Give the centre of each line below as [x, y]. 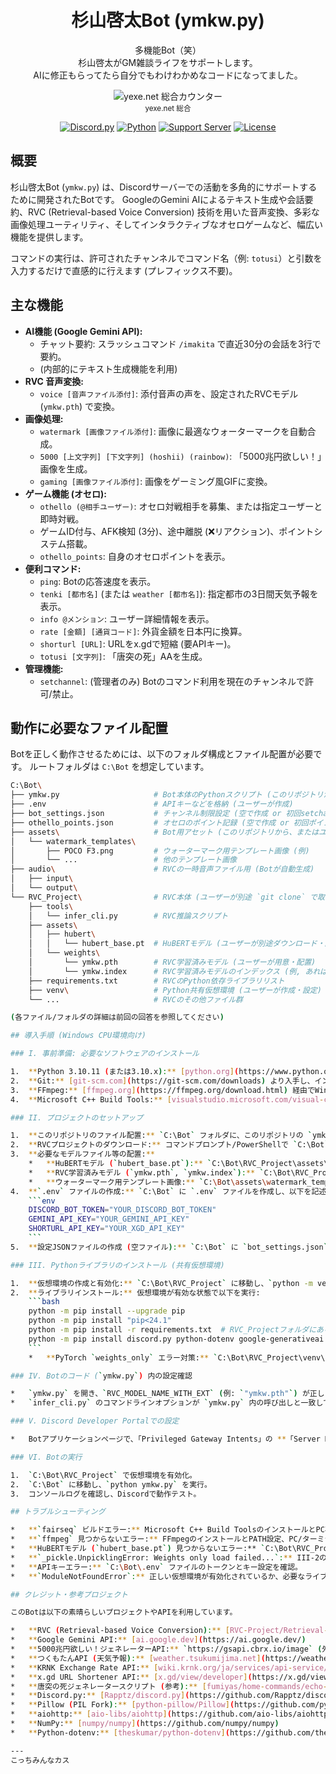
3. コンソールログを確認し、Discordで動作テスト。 [106, 1494]
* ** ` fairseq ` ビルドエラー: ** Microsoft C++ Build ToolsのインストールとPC [167, 1530]
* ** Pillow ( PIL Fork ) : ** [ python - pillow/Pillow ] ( [122, 1705]
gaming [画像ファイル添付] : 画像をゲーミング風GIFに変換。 [156, 481]
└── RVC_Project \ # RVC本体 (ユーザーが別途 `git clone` [158, 897]
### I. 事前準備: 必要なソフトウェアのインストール [105, 1054]
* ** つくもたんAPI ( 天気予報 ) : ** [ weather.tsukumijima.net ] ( [138, 1658]
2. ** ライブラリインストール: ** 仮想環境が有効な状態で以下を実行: [135, 1292]
